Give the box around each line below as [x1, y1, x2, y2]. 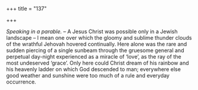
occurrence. [6, 78, 36, 85]
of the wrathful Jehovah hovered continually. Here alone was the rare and [6, 41, 187, 47]
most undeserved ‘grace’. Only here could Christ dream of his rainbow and [6, 59, 189, 66]
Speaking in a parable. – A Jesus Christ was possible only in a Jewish [6, 28, 178, 35]
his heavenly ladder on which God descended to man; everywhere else [6, 66, 181, 73]
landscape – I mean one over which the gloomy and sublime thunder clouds [6, 34, 192, 41]
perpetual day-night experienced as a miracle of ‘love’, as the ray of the [6, 53, 182, 60]
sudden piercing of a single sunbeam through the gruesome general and [6, 47, 184, 54]
